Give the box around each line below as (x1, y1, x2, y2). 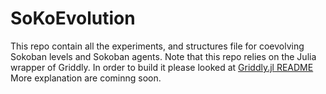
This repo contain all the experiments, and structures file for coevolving (10, 40, 305, 52)
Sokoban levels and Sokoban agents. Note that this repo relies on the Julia (10, 50, 317, 62)
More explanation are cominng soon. (10, 72, 162, 84)
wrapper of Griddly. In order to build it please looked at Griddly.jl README (10, 61, 314, 73)
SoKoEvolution (10, 7, 136, 30)
